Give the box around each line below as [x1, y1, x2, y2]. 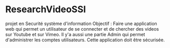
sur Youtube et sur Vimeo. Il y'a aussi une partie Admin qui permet [5, 31, 145, 37]
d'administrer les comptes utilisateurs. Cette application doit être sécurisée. [5, 37, 165, 43]
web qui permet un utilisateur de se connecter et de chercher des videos [5, 26, 159, 32]
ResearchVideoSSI [5, 4, 86, 15]
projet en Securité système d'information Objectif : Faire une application [5, 20, 157, 27]
